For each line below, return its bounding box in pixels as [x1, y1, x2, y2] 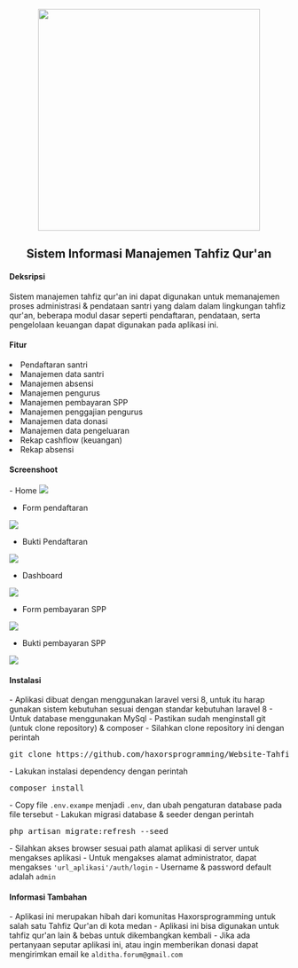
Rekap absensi [20, 444, 74, 454]
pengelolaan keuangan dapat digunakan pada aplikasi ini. [9, 319, 219, 330]
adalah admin [9, 871, 56, 882]
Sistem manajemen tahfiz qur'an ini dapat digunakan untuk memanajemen [9, 291, 280, 302]
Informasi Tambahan [9, 892, 88, 902]
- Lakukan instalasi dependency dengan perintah [9, 766, 188, 776]
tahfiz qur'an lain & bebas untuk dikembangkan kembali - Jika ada [9, 930, 251, 940]
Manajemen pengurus [20, 387, 100, 398]
